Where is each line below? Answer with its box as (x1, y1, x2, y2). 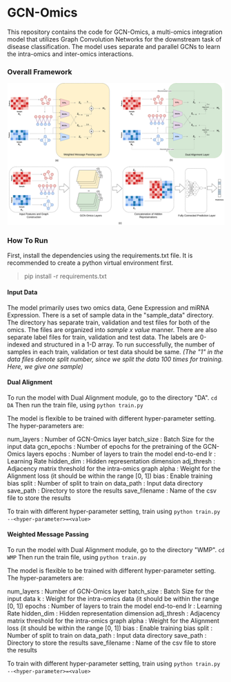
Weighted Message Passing (7, 531, 89, 539)
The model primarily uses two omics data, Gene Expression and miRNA (7, 303, 210, 312)
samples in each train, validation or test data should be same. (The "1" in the (7, 347, 223, 356)
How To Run (7, 235, 48, 245)
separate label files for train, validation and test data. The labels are (7, 333, 199, 341)
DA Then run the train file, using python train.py (7, 400, 143, 409)
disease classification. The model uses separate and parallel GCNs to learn (7, 42, 221, 50)
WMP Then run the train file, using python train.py (7, 553, 147, 561)
